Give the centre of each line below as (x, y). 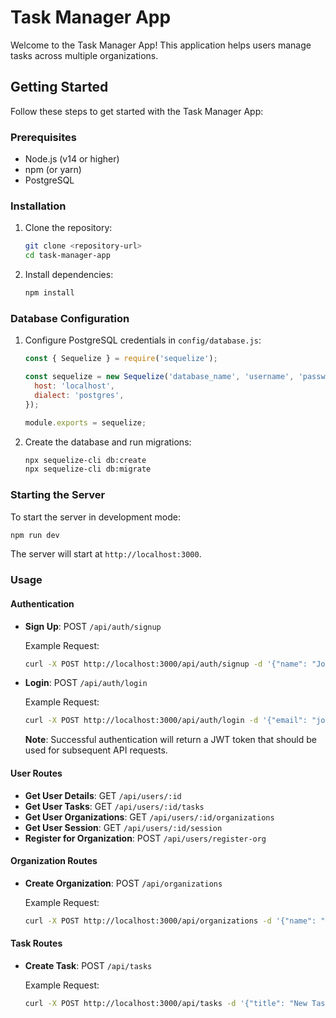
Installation (38, 206)
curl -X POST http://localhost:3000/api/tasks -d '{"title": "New (166, 1003)
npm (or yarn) (53, 170)
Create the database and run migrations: (108, 442)
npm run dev (35, 535)
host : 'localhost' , (75, 386)
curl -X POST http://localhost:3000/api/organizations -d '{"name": (170, 921)
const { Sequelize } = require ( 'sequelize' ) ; (121, 359)
